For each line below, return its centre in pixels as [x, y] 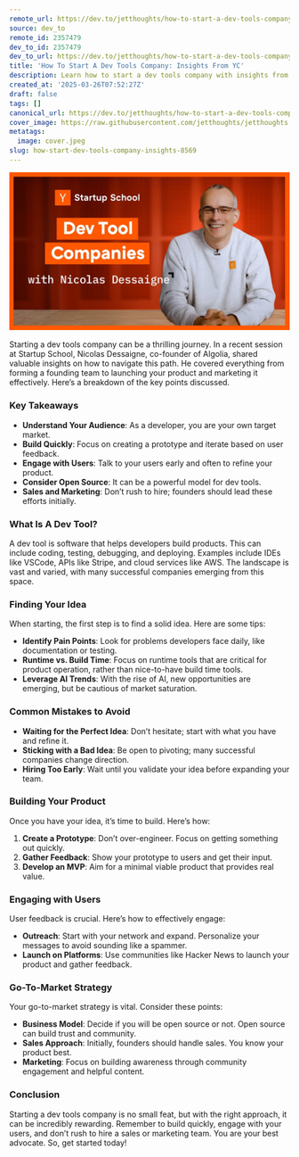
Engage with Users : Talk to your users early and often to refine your [147, 463]
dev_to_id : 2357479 [45, 47]
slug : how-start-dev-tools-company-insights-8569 [103, 151]
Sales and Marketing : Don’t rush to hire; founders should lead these [147, 492]
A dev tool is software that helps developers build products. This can [135, 543]
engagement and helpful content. [83, 1071]
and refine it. [45, 740]
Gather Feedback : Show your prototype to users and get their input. [147, 857]
